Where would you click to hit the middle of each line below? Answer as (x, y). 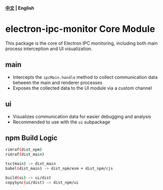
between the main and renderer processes (57, 82)
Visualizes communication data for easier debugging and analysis (82, 116)
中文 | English (20, 8)
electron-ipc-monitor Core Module (80, 29)
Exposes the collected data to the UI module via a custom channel (82, 88)
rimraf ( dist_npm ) (24, 150)
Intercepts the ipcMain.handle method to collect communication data (85, 77)
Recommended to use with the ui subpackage (61, 122)
